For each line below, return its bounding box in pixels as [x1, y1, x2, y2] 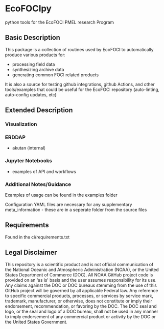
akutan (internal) [12, 145, 46, 151]
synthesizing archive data [12, 66, 65, 72]
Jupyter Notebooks [5, 157, 52, 164]
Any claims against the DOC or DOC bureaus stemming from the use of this [5, 282, 157, 288]
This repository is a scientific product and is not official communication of [5, 261, 154, 267]
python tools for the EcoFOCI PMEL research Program [5, 19, 114, 25]
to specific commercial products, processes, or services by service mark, [5, 293, 153, 299]
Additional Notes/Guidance [5, 180, 71, 187]
